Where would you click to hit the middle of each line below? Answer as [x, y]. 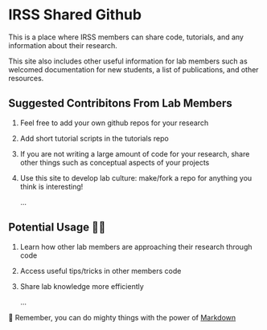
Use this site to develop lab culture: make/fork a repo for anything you [136, 177]
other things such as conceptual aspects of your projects [115, 162]
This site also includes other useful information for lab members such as [128, 61]
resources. [26, 78]
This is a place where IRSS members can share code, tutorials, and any [126, 37]
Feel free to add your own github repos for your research [114, 123]
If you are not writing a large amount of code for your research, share [135, 153]
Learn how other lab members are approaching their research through [136, 246]
